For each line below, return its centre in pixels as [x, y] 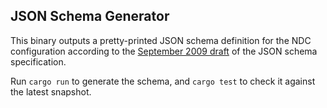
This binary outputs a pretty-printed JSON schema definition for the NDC [161, 40]
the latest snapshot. [51, 91]
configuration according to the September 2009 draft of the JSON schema [164, 51]
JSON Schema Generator [90, 16]
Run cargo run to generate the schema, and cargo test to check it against [163, 81]
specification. [38, 61]
